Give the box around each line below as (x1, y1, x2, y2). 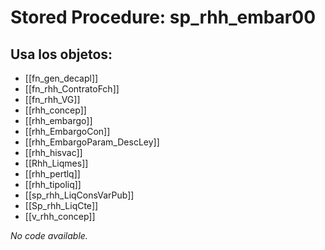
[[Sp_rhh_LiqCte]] (24, 200, 99, 211)
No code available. (10, 230, 88, 241)
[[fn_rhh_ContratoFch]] (24, 83, 120, 95)
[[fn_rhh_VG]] (24, 94, 81, 105)
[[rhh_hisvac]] (24, 147, 83, 158)
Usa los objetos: (10, 46, 113, 63)
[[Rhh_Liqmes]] (24, 157, 89, 169)
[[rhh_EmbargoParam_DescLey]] (24, 136, 160, 148)
